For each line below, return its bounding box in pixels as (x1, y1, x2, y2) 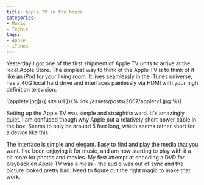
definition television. (6, 85, 57, 93)
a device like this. (6, 129, 50, 136)
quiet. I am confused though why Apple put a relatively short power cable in (6, 115, 197, 123)
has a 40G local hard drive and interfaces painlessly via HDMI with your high (6, 79, 199, 86)
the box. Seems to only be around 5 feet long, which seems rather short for (6, 122, 195, 129)
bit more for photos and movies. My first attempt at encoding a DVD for (6, 153, 185, 161)
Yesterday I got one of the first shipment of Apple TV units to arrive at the (6, 59, 191, 67)
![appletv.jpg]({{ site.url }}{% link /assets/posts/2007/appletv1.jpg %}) (6, 97, 182, 104)
